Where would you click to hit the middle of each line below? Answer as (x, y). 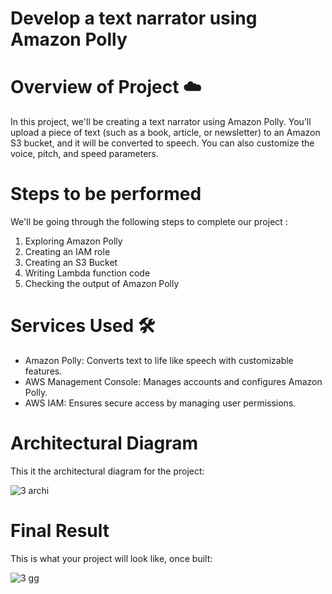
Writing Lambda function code (87, 273)
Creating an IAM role (67, 252)
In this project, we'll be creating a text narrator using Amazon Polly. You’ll (161, 122)
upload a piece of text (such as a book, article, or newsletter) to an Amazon (165, 133)
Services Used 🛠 (83, 326)
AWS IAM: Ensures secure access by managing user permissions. (160, 403)
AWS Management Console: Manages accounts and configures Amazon (173, 381)
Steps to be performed (106, 194)
